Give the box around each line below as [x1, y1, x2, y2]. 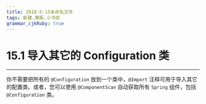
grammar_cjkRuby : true [6, 20, 64, 26]
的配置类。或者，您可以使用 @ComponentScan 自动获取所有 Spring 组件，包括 [6, 83, 196, 91]
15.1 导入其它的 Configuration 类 [6, 48, 170, 62]
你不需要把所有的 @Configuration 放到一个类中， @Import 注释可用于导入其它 [6, 76, 198, 83]
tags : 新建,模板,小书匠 [6, 15, 61, 21]
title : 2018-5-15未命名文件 [6, 9, 74, 15]
